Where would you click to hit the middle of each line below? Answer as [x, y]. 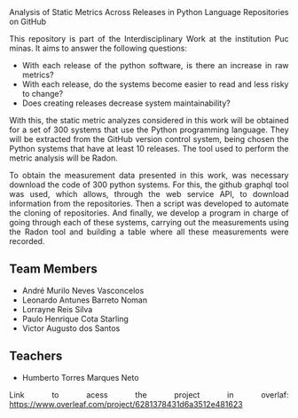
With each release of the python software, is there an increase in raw [155, 65]
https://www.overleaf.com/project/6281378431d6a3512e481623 [126, 404]
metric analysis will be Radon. [63, 158]
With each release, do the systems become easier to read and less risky [155, 84]
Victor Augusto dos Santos [71, 328]
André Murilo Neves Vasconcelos [83, 290]
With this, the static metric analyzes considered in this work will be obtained [149, 120]
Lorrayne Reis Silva [57, 309]
